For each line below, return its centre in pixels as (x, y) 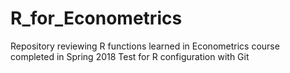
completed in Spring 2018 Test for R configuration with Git (130, 56)
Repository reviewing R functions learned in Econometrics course (145, 46)
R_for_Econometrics (96, 18)
